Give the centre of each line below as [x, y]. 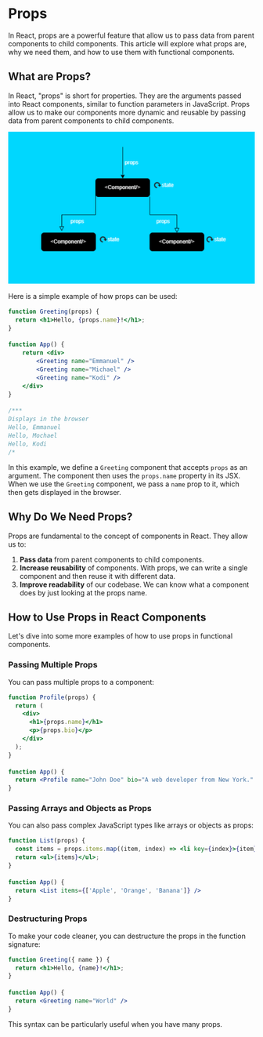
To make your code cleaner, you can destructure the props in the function [127, 936]
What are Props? [50, 76]
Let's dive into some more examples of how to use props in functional [121, 636]
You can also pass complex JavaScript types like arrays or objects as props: [131, 825]
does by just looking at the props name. [83, 592]
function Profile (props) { [52, 697]
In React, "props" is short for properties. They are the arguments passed [125, 96]
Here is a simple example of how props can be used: [93, 296]
